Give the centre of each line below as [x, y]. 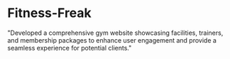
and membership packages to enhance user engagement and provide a [112, 40]
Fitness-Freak [49, 13]
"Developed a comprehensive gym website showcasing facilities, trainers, [115, 33]
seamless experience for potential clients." [70, 48]
